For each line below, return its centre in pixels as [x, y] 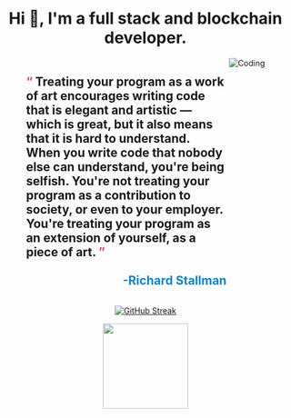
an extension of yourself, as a [111, 239]
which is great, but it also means [120, 125]
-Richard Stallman [175, 281]
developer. [145, 38]
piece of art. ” [65, 252]
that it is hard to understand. [108, 139]
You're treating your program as [118, 224]
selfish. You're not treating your [118, 181]
